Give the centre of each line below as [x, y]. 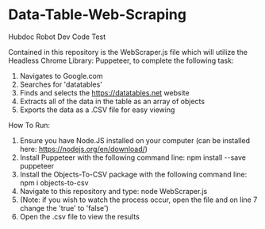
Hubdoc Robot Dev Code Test [57, 37]
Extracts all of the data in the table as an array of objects [112, 101]
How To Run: [29, 125]
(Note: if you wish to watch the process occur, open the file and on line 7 [138, 200]
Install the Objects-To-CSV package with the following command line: [133, 174]
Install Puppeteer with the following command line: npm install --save [133, 157]
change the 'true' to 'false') [64, 208]
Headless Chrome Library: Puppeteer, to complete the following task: [121, 60]
